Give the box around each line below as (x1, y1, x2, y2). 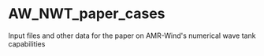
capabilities (8, 39, 46, 48)
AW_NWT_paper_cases (8, 5, 165, 23)
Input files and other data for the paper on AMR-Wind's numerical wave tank (8, 31, 256, 40)
